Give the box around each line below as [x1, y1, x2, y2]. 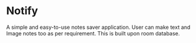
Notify [6, 4, 38, 18]
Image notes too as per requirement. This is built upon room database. [6, 29, 180, 37]
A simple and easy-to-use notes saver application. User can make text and [6, 24, 191, 31]
